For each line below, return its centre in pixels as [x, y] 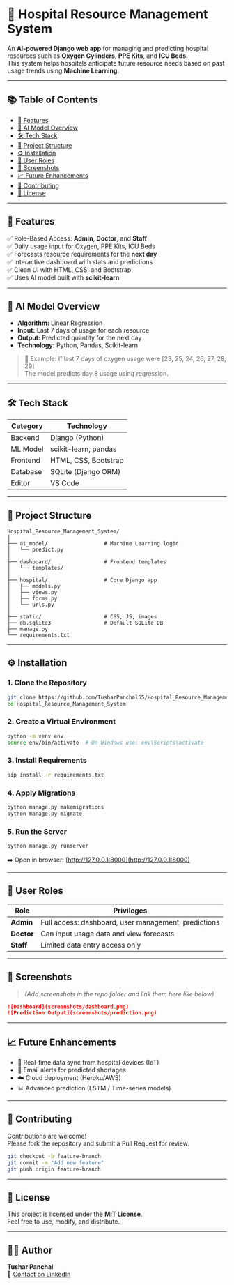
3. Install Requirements [47, 761]
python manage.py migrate [45, 814]
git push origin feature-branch [54, 1169]
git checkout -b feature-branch [54, 1156]
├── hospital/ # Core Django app [82, 580]
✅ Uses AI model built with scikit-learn [63, 277]
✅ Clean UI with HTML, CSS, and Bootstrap [69, 269]
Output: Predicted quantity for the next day [79, 338]
